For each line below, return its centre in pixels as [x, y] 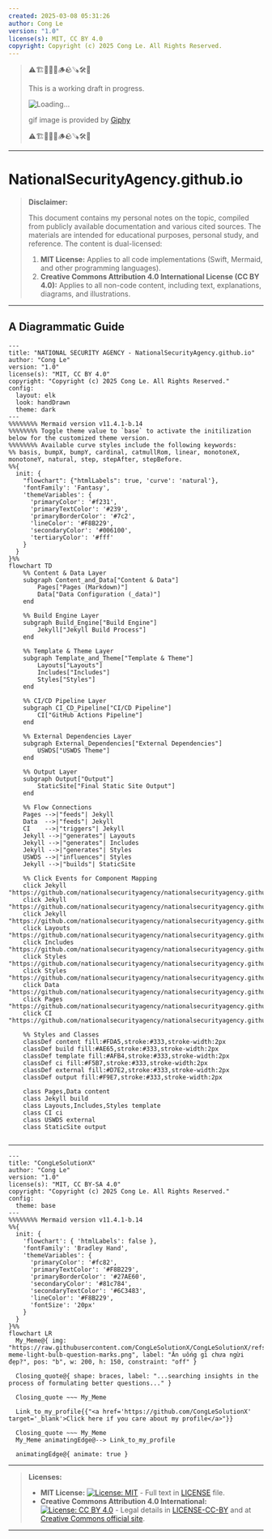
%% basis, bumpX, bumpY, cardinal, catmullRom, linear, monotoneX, [125, 452]
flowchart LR [30, 1333]
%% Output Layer [51, 772]
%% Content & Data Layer [65, 573]
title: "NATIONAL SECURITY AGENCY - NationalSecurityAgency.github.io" [132, 353]
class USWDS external [59, 1120]
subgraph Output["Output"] [68, 779]
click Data [41, 985]
